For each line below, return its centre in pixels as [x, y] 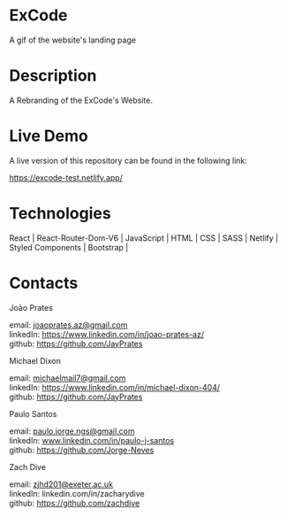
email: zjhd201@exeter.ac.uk [61, 484]
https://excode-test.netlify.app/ [66, 177]
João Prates [31, 307]
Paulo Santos [33, 413]
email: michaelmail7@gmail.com [68, 378]
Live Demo [49, 136]
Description [53, 76]
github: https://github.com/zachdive [75, 503]
